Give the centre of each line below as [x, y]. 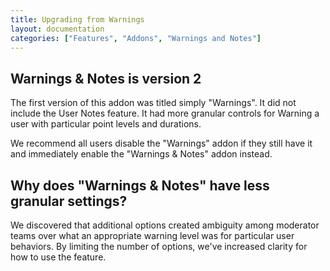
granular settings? [69, 201]
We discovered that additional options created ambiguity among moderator [165, 225]
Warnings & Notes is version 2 [106, 78]
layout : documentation [57, 29]
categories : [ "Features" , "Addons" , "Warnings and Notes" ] [136, 38]
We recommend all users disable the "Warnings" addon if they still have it [161, 143]
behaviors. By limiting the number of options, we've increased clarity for [159, 246]
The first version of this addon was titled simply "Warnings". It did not [153, 103]
